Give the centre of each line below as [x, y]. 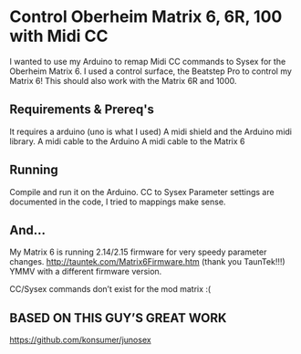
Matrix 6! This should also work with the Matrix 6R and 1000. [123, 80]
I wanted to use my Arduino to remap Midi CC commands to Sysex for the [148, 61]
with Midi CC [59, 36]
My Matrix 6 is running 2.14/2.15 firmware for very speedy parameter [138, 252]
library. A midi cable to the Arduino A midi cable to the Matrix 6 [127, 141]
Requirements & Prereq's [82, 110]
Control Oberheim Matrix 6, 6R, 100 [146, 17]
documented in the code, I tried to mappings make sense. [118, 202]
